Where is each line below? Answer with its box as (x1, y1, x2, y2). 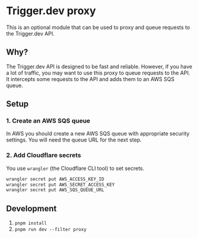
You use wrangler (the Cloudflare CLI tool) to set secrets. (6, 165, 145, 172)
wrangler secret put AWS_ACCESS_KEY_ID (6, 176, 105, 182)
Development (6, 203, 57, 214)
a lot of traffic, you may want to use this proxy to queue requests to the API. (6, 69, 190, 76)
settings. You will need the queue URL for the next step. (6, 136, 142, 143)
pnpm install (14, 220, 47, 226)
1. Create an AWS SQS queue (6, 117, 90, 125)
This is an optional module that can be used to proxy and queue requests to (6, 24, 190, 31)
